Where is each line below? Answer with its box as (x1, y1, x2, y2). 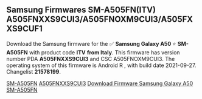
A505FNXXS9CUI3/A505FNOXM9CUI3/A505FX (6, 14, 193, 25)
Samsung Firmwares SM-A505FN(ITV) (6, 5, 156, 15)
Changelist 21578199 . (6, 68, 61, 75)
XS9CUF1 (6, 24, 43, 34)
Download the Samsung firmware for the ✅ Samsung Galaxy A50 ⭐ (6, 40, 176, 47)
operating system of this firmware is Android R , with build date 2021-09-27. (6, 62, 197, 69)
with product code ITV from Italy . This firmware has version (29, 48, 181, 56)
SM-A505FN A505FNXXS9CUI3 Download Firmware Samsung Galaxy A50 (6, 80, 193, 87)
